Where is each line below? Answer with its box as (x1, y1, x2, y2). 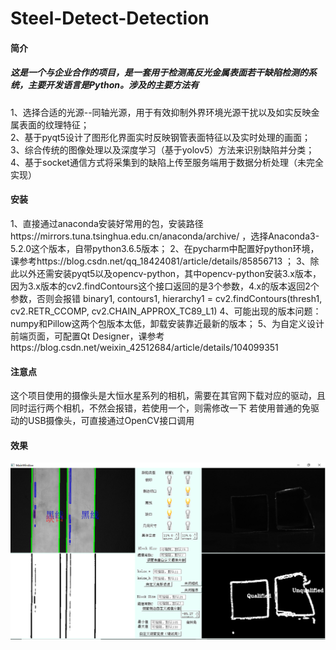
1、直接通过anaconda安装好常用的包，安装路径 (10, 217, 204, 229)
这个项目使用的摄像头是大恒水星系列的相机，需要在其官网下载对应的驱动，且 (10, 390, 326, 402)
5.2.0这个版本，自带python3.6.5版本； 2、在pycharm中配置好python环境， (10, 242, 320, 254)
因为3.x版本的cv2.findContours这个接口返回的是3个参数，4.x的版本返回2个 (10, 280, 320, 292)
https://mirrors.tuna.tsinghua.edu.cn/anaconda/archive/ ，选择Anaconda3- (10, 230, 320, 242)
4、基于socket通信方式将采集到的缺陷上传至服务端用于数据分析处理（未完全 (10, 156, 324, 168)
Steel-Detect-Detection (10, 7, 210, 30)
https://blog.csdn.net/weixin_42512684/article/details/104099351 (10, 341, 279, 353)
